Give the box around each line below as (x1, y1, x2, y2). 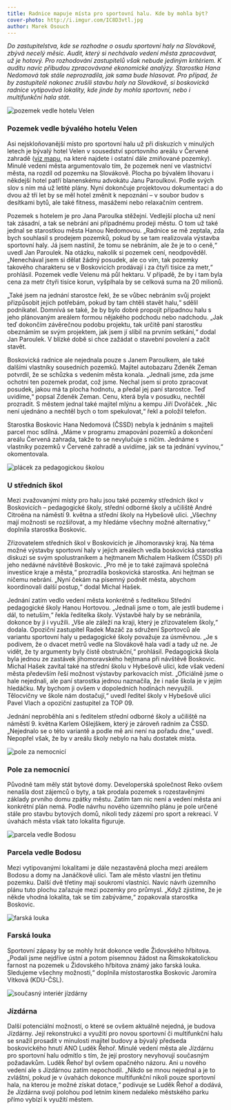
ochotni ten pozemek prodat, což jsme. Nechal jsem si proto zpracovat (7, 378, 208, 386)
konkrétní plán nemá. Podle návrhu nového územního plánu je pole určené (7, 802, 219, 811)
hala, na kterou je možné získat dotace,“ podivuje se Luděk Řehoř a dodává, (7, 1081, 223, 1089)
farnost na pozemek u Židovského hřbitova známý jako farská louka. (7, 961, 201, 969)
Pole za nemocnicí (7, 764, 70, 774)
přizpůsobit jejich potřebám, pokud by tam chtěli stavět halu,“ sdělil (7, 298, 199, 306)
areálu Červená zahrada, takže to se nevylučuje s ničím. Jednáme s (7, 435, 199, 443)
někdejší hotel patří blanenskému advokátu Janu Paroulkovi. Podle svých (7, 176, 214, 184)
